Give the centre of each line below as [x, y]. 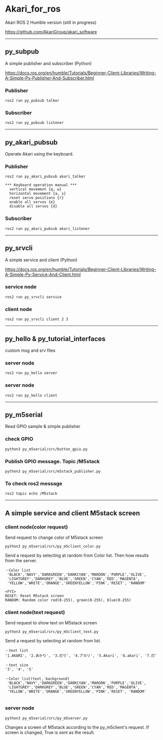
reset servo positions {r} [37, 198]
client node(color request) [36, 527]
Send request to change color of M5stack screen [54, 537]
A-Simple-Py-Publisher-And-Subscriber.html [50, 78]
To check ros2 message [34, 483]
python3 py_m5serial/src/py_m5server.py [47, 718]
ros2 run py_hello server [31, 373]
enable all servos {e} [32, 202]
